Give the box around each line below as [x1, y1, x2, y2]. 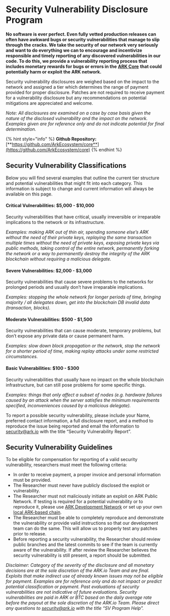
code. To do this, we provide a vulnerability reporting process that [6, 58, 147, 64]
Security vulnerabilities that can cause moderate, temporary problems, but [6, 328, 161, 334]
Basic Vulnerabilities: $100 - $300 [6, 365, 79, 371]
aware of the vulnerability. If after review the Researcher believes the [13, 547, 157, 553]
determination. [6, 126, 36, 132]
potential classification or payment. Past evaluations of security [6, 584, 140, 590]
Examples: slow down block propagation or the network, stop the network [6, 343, 160, 349]
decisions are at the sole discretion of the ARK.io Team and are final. [6, 567, 150, 573]
